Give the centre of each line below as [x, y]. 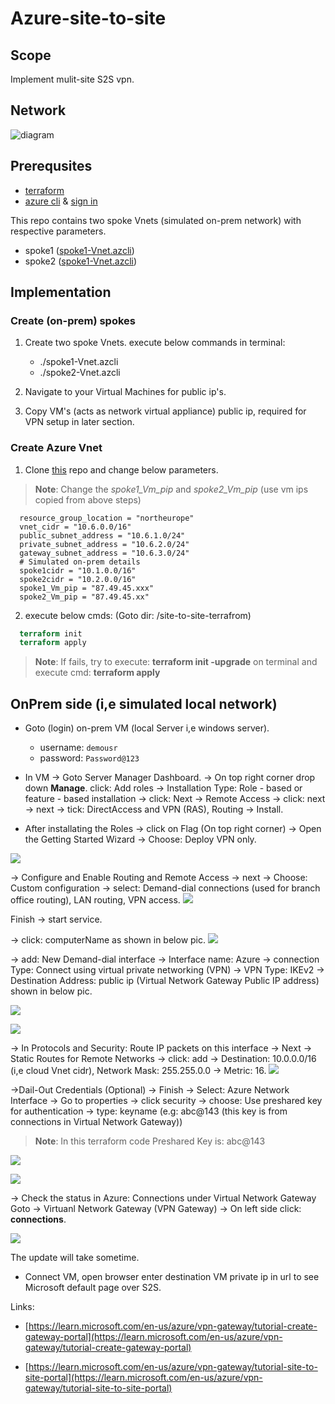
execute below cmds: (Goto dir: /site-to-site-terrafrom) [138, 615]
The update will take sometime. [75, 1258]
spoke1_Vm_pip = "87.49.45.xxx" [87, 588]
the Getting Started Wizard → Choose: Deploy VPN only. [140, 839]
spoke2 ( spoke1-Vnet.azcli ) [81, 261]
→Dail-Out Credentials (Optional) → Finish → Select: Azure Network [150, 1090]
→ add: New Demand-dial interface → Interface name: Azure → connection [165, 959]
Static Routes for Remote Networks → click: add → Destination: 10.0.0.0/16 [163, 1059]
